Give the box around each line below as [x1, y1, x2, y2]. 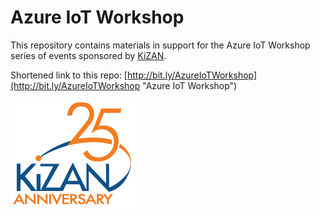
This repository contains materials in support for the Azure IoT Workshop [10, 39, 311, 51]
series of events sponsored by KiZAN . [10, 49, 167, 61]
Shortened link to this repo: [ [10, 69, 128, 81]
